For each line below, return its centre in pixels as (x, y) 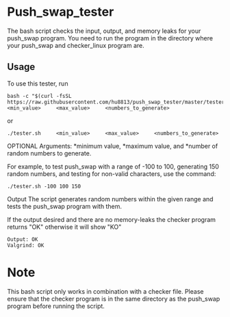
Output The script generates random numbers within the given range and (110, 199)
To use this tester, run (38, 84)
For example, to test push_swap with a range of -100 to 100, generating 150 (113, 166)
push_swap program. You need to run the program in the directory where (110, 38)
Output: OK (23, 239)
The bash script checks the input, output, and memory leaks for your (104, 31)
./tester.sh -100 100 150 (44, 186)
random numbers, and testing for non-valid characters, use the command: (112, 174)
